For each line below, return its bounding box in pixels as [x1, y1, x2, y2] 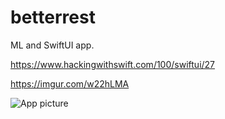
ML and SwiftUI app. [10, 39, 95, 51]
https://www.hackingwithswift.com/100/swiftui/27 [10, 58, 216, 70]
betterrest [10, 6, 96, 29]
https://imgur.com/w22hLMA [10, 77, 130, 90]
